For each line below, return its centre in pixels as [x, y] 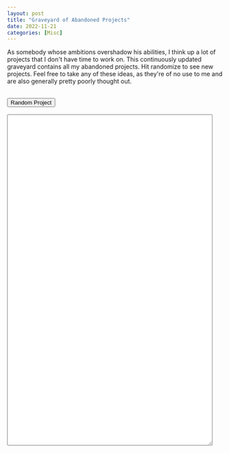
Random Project [31, 103]
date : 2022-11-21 [32, 26]
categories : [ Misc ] [35, 33]
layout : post [26, 13]
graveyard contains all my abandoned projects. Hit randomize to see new [110, 67]
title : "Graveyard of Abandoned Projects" [69, 20]
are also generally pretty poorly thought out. [70, 81]
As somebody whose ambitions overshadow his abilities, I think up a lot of [111, 52]
